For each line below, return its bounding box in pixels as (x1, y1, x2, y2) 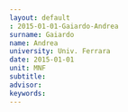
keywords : (9, 89, 47, 98)
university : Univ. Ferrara (9, 47, 111, 56)
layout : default (9, 13, 70, 23)
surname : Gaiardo (9, 30, 75, 39)
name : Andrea (9, 38, 59, 48)
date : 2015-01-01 (9, 55, 75, 64)
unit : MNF (9, 64, 47, 73)
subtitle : (9, 72, 47, 81)
